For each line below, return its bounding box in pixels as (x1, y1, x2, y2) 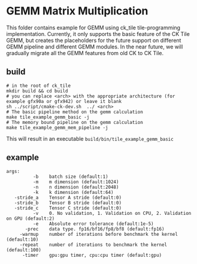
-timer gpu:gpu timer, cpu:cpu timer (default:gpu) (22, 252, 162, 258)
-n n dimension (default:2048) (32, 184, 119, 190)
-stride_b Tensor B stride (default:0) (14, 199, 122, 206)
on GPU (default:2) (6, 216, 55, 221)
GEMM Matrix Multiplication (6, 4, 148, 18)
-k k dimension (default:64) (32, 189, 114, 195)
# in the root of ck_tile (6, 83, 71, 89)
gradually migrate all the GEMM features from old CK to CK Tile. (6, 49, 163, 56)
